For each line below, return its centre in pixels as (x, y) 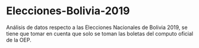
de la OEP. (19, 40)
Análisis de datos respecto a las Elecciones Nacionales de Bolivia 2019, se (97, 27)
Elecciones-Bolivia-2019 (68, 11)
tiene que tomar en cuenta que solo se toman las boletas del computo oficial (100, 33)
